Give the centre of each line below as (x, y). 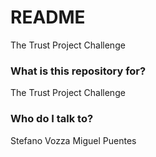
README (48, 17)
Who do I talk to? (52, 119)
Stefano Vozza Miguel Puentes (73, 140)
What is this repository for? (78, 71)
